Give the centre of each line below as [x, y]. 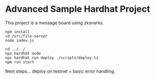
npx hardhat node [23, 53]
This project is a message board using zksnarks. [54, 23]
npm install [17, 32]
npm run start [20, 62]
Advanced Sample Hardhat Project [77, 9]
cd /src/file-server [26, 36]
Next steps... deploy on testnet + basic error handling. [60, 71]
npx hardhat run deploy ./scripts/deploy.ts [52, 58]
